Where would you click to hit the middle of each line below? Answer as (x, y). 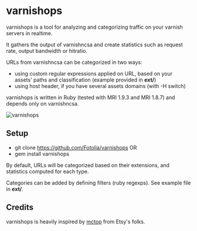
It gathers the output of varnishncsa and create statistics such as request (94, 45)
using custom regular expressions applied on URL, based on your (94, 73)
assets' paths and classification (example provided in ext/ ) (85, 80)
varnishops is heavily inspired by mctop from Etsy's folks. (76, 222)
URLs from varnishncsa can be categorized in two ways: (74, 62)
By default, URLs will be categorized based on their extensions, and (88, 165)
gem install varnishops (42, 154)
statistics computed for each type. (47, 171)
